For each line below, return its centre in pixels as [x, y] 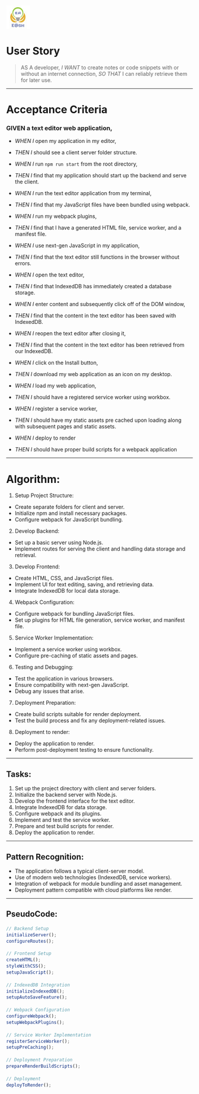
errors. [23, 263]
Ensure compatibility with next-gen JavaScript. [72, 685]
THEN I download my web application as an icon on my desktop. [93, 374]
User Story [33, 51]
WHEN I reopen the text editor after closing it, [70, 333]
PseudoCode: [32, 914]
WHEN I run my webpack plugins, [56, 217]
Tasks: [19, 774]
